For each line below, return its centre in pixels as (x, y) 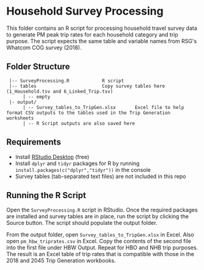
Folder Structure (38, 67)
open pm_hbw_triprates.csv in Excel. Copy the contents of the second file (99, 241)
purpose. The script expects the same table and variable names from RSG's (102, 41)
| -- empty (36, 97)
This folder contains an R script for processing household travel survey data (102, 28)
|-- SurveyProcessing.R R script (66, 80)
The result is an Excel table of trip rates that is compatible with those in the (100, 254)
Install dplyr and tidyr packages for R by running (77, 163)
